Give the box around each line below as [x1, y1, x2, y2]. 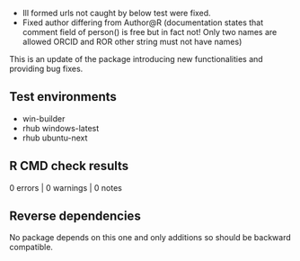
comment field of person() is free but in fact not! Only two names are [22, 27, 278, 37]
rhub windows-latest [22, 122, 100, 133]
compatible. [9, 242, 54, 253]
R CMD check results [9, 158, 129, 174]
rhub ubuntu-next [22, 132, 88, 143]
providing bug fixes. [9, 63, 84, 74]
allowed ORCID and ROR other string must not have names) [22, 36, 243, 47]
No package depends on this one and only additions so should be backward [9, 232, 292, 243]
